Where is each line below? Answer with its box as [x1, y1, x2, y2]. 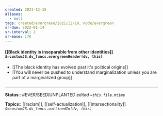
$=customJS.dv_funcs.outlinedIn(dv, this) [5, 106, 92, 112]
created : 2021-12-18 [5, 7, 47, 12]
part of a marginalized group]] [12, 75, 72, 81]
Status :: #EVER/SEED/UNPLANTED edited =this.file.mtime [5, 92, 125, 98]
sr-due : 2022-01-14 [5, 25, 45, 30]
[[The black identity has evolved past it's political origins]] [12, 64, 129, 70]
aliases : [5, 12, 23, 17]
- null [9, 16, 23, 21]
